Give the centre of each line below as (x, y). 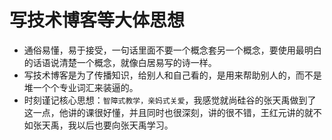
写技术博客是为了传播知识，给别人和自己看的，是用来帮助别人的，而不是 (172, 75)
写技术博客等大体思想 (97, 20)
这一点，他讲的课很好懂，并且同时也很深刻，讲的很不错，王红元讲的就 (168, 112)
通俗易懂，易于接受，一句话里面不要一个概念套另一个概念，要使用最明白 (172, 50)
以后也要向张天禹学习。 (125, 125)
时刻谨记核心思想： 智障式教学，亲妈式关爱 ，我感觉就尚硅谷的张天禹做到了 (170, 100)
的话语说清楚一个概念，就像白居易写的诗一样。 (120, 62)
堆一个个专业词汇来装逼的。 (81, 87)
